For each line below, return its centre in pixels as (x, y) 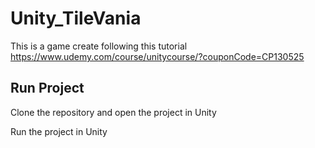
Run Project (47, 88)
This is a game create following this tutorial (99, 46)
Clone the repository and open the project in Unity (113, 112)
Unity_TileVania (76, 18)
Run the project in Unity (59, 131)
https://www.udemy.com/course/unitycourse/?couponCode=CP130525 (157, 56)
